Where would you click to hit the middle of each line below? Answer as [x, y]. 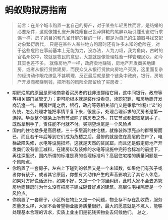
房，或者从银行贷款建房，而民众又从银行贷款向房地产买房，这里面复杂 [90, 69]
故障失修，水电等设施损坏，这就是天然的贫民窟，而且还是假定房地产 [87, 143]
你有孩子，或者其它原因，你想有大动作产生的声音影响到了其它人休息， [89, 174]
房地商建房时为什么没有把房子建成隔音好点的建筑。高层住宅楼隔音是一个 [87, 187]
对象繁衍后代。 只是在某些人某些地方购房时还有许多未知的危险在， [86, 44]
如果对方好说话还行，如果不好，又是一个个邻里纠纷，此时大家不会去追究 [87, 180]
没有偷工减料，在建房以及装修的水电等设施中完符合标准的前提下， [94, 149]
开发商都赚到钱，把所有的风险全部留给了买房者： [72, 82]
